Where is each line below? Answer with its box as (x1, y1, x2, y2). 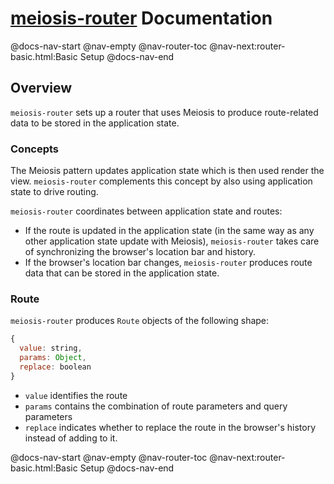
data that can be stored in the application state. (24, 267, 220, 279)
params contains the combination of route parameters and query (24, 400, 288, 412)
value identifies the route (24, 389, 128, 401)
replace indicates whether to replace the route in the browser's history (24, 421, 317, 433)
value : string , (19, 343, 83, 354)
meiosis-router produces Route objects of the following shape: (10, 315, 270, 327)
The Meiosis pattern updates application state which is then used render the (10, 165, 325, 177)
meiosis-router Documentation (10, 7, 273, 30)
